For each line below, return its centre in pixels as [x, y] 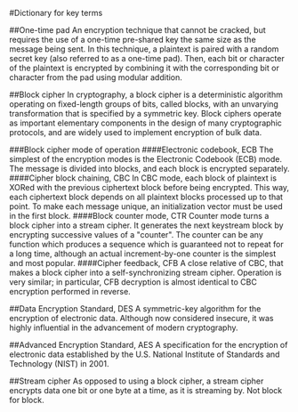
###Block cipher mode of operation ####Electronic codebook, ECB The [141, 149]
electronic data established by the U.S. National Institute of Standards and [145, 354]
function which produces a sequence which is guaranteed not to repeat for [147, 244]
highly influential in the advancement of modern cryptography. [124, 327]
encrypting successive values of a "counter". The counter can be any [137, 234]
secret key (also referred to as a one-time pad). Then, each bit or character [147, 58]
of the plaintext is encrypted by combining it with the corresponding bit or [145, 68]
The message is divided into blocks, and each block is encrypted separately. [149, 169]
